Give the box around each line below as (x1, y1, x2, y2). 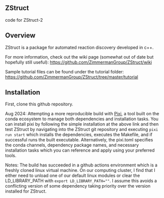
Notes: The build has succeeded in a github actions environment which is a (5, 162, 158, 168)
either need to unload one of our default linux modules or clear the (5, 172, 140, 179)
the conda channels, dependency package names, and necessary (5, 142, 139, 148)
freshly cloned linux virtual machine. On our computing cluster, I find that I (5, 167, 156, 173)
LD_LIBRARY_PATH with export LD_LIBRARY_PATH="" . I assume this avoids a (5, 178, 157, 184)
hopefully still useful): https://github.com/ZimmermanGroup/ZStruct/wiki (5, 59, 152, 65)
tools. (5, 153, 17, 159)
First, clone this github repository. (5, 101, 73, 107)
